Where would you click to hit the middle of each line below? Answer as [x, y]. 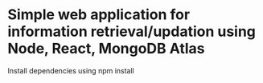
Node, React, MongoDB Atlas [106, 49]
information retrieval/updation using [132, 32]
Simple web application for [99, 15]
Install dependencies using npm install [71, 70]
